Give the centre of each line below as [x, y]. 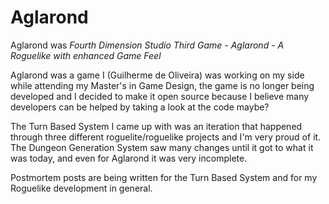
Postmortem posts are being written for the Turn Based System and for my [164, 177]
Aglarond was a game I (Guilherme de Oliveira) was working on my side [157, 75]
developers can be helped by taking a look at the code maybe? [140, 107]
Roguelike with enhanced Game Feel [86, 55]
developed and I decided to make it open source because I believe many [160, 96]
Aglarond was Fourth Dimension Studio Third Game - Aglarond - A [147, 45]
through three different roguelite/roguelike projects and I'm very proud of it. [166, 137]
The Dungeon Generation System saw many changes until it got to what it [162, 147]
